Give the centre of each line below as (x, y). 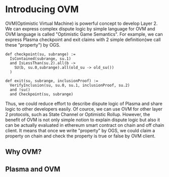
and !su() (20, 90)
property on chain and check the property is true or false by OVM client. (80, 136)
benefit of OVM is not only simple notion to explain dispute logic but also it (83, 120)
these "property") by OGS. (33, 45)
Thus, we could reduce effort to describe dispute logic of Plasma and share (84, 103)
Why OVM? (24, 152)
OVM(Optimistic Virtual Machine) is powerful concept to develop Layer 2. (81, 23)
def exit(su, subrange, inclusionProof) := (52, 81)
